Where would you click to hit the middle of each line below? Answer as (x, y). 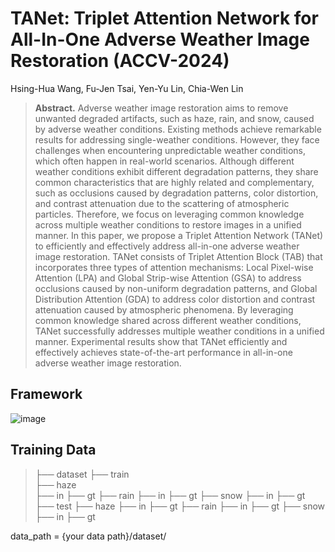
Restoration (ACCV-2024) (120, 61)
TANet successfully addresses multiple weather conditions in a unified (179, 331)
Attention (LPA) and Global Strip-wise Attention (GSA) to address (168, 278)
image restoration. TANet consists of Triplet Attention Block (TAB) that (178, 256)
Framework (46, 394)
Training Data (53, 450)
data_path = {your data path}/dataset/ (88, 536)
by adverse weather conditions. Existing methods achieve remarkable (178, 129)
